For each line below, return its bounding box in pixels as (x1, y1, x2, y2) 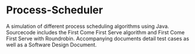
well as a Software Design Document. (6, 41, 97, 48)
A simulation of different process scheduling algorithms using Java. (6, 23, 169, 30)
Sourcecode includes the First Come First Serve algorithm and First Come (6, 28, 185, 35)
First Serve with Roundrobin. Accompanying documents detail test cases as (6, 35, 190, 42)
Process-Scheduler (6, 3, 103, 17)
